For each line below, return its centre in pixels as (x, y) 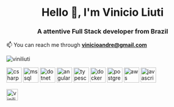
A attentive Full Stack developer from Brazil (103, 32)
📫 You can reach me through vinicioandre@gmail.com (77, 45)
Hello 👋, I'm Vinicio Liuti (103, 12)
